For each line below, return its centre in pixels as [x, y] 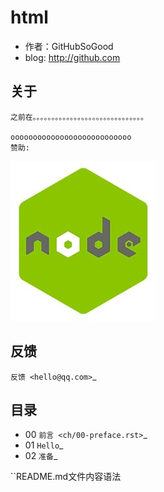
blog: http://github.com [72, 57]
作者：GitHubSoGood [69, 46]
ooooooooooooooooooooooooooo [71, 137]
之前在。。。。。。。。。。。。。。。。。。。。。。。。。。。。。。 [79, 117]
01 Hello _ [44, 445]
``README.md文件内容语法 [66, 477]
